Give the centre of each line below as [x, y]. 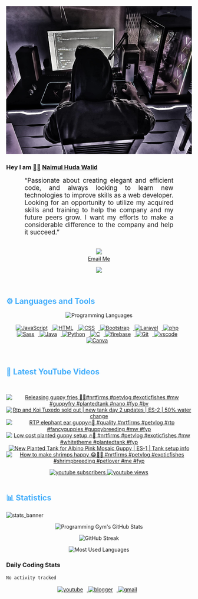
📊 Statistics [29, 498]
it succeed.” [42, 232]
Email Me [99, 259]
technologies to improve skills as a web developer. [99, 196]
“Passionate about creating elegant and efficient [99, 181]
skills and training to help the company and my [99, 211]
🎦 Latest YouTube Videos [53, 372]
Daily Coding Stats [33, 565]
